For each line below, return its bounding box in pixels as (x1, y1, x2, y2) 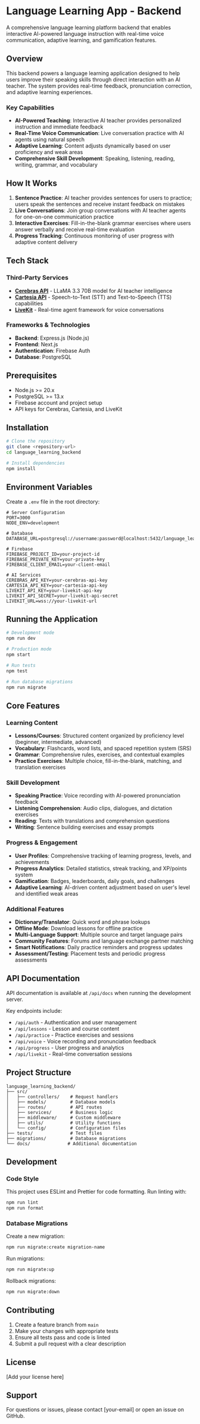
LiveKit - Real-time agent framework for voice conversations (14, 306, 164, 313)
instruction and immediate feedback (14, 123, 104, 130)
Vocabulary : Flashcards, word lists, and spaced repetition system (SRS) (14, 745, 192, 752)
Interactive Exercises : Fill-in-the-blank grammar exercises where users (14, 219, 192, 227)
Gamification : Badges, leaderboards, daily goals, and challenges (14, 877, 174, 884)
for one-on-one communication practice (14, 213, 114, 220)
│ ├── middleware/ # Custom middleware (6, 1115, 121, 1121)
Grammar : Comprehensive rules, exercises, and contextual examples (14, 751, 185, 758)
